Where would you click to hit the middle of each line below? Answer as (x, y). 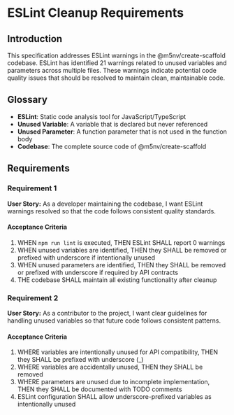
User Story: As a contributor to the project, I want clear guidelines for (107, 313)
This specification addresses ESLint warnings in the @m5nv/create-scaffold (116, 55)
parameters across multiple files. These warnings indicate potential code (112, 70)
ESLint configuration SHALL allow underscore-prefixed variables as (114, 397)
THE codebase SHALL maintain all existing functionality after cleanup (117, 280)
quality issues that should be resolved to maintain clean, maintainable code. (116, 78)
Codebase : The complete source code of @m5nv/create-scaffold (112, 146)
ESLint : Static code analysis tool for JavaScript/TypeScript (102, 116)
